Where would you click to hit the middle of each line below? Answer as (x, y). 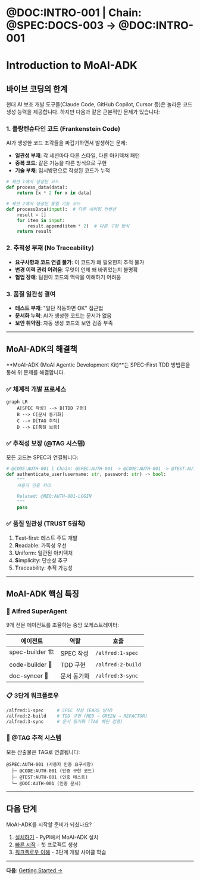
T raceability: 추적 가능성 (44, 568)
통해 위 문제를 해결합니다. (36, 372)
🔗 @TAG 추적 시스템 (34, 738)
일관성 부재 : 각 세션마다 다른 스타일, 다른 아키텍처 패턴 (77, 156)
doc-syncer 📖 (29, 676)
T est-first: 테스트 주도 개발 (46, 538)
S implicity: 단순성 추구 (41, 560)
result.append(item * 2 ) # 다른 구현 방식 (79, 226)
